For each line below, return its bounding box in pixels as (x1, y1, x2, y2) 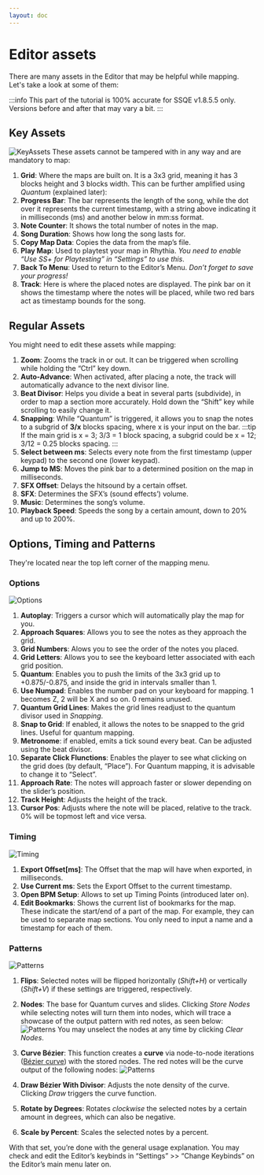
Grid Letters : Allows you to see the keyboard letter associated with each (20, 653, 255, 662)
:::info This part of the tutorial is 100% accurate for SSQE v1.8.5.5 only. (9, 95, 236, 105)
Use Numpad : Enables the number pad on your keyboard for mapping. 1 (20, 686, 254, 695)
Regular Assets (9, 319, 86, 332)
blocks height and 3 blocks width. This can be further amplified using (20, 179, 246, 189)
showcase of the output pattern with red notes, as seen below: (20, 1016, 223, 1025)
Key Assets (9, 126, 66, 139)
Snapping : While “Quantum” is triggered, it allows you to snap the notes (20, 414, 254, 424)
